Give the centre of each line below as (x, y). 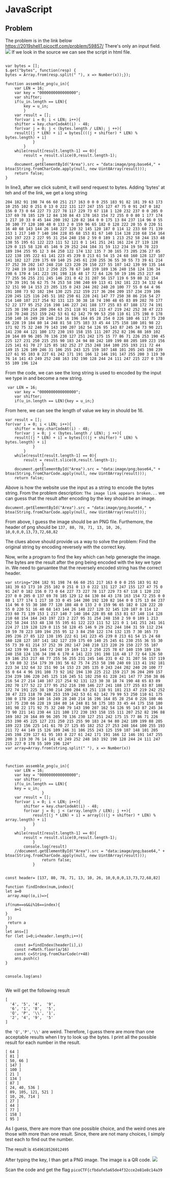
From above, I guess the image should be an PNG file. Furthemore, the (79, 522)
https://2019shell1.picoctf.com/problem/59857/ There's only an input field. (83, 46)
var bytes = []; (22, 66)
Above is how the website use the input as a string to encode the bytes (80, 487)
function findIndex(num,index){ (39, 887)
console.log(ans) (24, 976)
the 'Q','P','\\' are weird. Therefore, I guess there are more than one (80, 1031)
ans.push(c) (27, 959)
